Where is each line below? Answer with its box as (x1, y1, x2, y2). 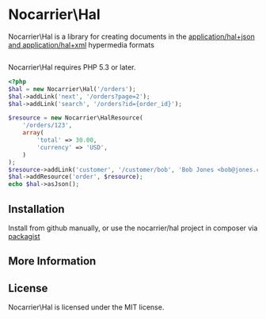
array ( (22, 129, 44, 137)
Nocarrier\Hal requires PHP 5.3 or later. (8, 62, 136, 72)
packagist (8, 232, 41, 241)
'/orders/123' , (22, 121, 73, 130)
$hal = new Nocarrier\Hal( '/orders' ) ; (8, 85, 136, 93)
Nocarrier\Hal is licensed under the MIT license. (8, 302, 165, 312)
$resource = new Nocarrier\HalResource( (8, 114, 144, 122)
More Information (8, 255, 97, 268)
